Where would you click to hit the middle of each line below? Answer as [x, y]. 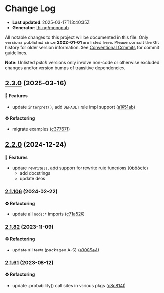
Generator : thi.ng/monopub [41, 27]
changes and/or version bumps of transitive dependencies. [65, 68]
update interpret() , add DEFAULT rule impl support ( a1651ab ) [74, 107]
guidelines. [16, 53]
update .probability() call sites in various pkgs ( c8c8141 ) [69, 285]
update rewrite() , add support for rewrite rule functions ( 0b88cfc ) [80, 168]
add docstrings [35, 173]
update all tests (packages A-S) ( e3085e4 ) [56, 250]
